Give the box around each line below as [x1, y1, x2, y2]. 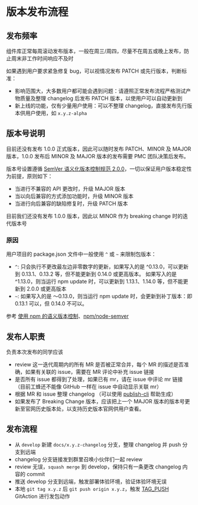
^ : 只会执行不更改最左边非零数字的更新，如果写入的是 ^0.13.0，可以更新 [14, 263, 189, 271]
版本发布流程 [6, 5, 69, 19]
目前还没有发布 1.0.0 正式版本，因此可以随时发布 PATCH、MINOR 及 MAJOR [6, 145, 191, 152]
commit [26, 470, 46, 477]
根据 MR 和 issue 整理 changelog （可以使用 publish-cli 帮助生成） [14, 390, 177, 398]
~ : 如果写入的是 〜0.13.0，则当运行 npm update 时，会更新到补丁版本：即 [14, 293, 193, 300]
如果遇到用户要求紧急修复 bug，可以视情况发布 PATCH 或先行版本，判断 [6, 67, 182, 74]
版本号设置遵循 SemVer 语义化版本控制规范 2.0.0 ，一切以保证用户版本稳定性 [6, 165, 192, 172]
